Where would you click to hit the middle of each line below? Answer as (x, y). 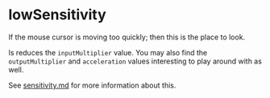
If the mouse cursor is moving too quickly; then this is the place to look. (127, 37)
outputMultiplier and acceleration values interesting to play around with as (135, 61)
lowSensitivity (57, 15)
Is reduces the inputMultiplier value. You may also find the (108, 52)
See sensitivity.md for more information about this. (92, 85)
